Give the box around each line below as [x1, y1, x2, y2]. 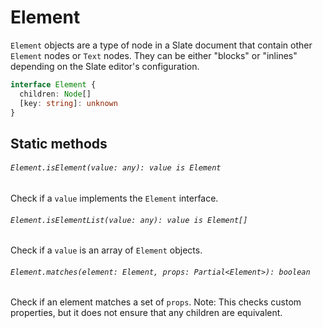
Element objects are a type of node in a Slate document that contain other [10, 39, 313, 51]
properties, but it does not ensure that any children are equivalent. [10, 307, 283, 319]
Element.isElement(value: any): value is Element [10, 163, 222, 173]
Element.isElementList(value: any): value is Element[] [10, 215, 248, 225]
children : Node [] [19, 89, 92, 99]
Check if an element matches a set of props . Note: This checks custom [10, 296, 302, 308]
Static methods [10, 135, 108, 152]
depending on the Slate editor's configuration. [10, 60, 200, 72]
